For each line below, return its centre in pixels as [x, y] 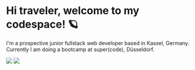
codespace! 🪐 [42, 24]
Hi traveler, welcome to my [73, 11]
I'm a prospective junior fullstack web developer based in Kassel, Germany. [98, 43]
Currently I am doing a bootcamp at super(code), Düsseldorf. [80, 49]
